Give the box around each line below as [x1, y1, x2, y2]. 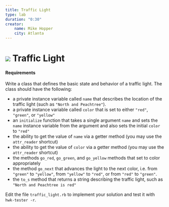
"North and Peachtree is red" [12, 183, 77, 188]
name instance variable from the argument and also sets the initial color [12, 123, 160, 129]
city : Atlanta [14, 31, 44, 36]
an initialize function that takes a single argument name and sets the [12, 117, 158, 124]
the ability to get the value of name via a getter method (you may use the [12, 133, 162, 139]
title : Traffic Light [5, 7, 51, 13]
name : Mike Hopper [14, 26, 53, 31]
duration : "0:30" [5, 17, 42, 22]
